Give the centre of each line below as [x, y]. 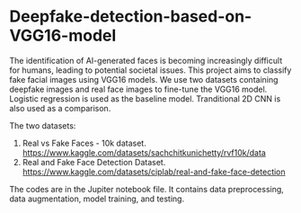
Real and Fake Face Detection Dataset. [94, 162]
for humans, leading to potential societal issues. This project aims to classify [150, 70]
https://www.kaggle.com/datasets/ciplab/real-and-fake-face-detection [154, 172]
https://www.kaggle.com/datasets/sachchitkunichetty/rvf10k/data [144, 152]
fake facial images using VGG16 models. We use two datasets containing [144, 79]
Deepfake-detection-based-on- [131, 17]
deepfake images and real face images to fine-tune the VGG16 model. [138, 89]
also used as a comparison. [60, 108]
